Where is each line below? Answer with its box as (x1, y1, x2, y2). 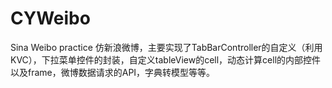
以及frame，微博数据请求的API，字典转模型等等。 (10, 66, 216, 78)
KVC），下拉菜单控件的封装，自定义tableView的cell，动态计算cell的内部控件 (10, 53, 322, 66)
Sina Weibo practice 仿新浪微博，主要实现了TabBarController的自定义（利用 (10, 41, 323, 53)
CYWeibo (10, 7, 91, 30)
